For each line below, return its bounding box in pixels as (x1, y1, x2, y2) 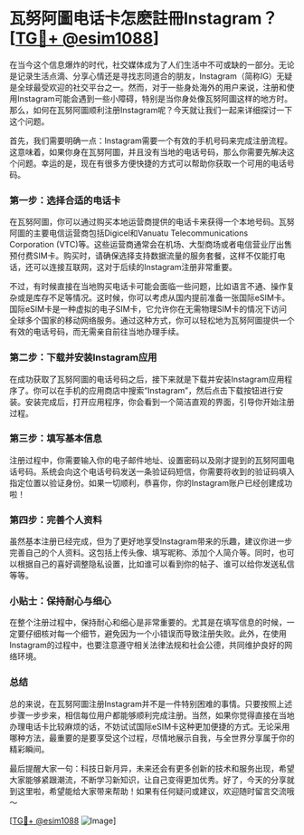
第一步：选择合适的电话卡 (9, 194, 121, 207)
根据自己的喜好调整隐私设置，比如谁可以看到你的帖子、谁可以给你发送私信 (16, 558, 295, 569)
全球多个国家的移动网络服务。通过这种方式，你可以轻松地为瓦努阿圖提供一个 (9, 315, 295, 326)
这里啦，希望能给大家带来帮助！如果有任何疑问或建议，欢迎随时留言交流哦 (16, 785, 295, 796)
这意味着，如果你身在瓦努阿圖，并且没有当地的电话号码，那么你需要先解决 (9, 146, 287, 157)
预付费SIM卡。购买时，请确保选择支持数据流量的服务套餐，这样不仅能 (9, 250, 270, 261)
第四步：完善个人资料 (9, 513, 102, 526)
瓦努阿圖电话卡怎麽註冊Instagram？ (9, 8, 279, 29)
